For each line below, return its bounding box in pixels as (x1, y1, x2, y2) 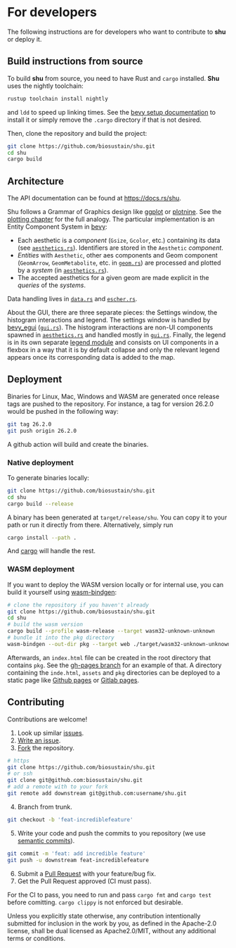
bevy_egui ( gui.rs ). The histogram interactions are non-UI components (7, 323, 214, 331)
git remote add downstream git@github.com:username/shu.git (7, 790, 188, 797)
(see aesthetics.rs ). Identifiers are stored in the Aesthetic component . (17, 244, 223, 252)
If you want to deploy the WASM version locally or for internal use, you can (7, 580, 224, 588)
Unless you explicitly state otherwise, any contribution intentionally (7, 911, 201, 920)
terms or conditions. (7, 934, 65, 942)
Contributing (7, 696, 65, 708)
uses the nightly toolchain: (7, 82, 84, 90)
